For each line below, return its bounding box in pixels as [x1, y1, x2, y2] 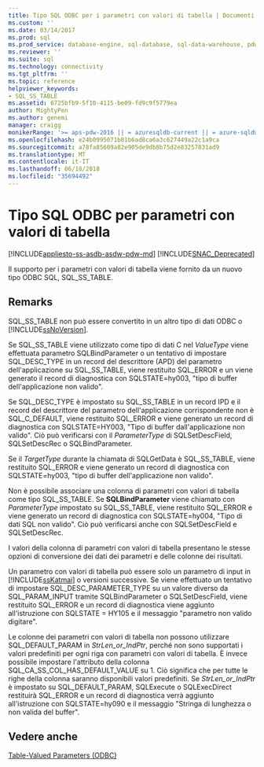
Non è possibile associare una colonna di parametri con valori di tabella [8, 485, 240, 496]
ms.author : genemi [8, 114, 68, 122]
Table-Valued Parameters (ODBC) [8, 750, 117, 760]
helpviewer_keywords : [8, 84, 79, 93]
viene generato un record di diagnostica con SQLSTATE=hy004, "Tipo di [8, 511, 243, 520]
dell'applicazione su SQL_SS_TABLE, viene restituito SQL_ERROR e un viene [8, 365, 253, 374]
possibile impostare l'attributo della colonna [8, 657, 150, 666]
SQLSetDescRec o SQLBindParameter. [8, 438, 133, 448]
